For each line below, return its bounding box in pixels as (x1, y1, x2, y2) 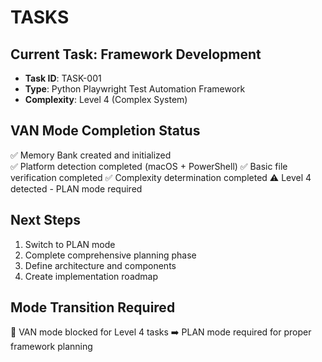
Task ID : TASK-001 (24, 72, 102, 84)
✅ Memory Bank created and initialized (10, 149, 172, 161)
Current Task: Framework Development (10, 46, 262, 63)
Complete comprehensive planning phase (24, 249, 197, 261)
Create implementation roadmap (24, 270, 159, 282)
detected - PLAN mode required (10, 182, 143, 195)
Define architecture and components (24, 259, 177, 271)
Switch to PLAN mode (24, 238, 116, 250)
